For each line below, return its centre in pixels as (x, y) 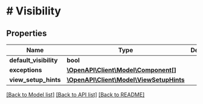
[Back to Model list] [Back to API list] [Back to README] (76, 95)
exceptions (26, 70)
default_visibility (34, 60)
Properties (27, 33)
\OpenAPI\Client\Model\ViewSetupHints (125, 80)
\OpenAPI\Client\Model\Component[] (121, 70)
